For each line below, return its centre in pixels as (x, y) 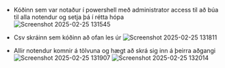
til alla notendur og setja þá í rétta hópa (69, 17)
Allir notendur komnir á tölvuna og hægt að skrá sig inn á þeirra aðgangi (115, 51)
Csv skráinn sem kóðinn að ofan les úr (67, 37)
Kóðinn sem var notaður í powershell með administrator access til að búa (116, 10)
